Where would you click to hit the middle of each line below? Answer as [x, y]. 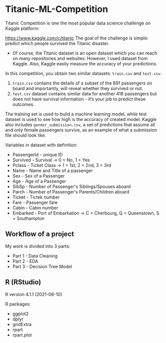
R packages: [18, 304]
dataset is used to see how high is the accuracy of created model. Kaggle [81, 119]
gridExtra [22, 324]
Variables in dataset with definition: [41, 145]
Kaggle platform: [22, 28]
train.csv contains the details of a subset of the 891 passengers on [82, 83]
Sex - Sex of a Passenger [38, 175]
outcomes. [23, 104]
